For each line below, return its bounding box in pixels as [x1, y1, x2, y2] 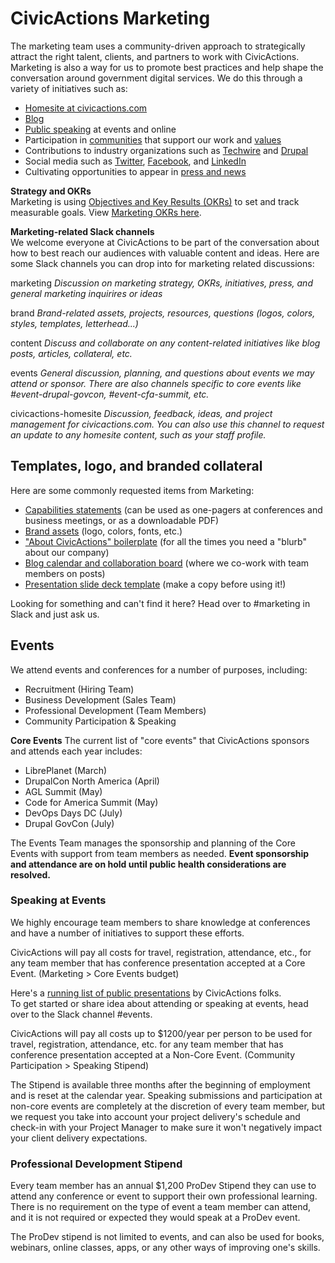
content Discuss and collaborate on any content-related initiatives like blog [10, 337, 321, 349]
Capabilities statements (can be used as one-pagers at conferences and [24, 503, 323, 516]
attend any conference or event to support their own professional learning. [10, 1190, 318, 1202]
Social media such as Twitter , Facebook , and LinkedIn [24, 155, 247, 167]
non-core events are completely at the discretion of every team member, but [10, 1100, 326, 1112]
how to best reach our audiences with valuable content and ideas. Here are [10, 247, 320, 259]
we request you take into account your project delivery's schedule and [10, 1110, 301, 1122]
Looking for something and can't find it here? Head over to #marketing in [10, 597, 311, 609]
